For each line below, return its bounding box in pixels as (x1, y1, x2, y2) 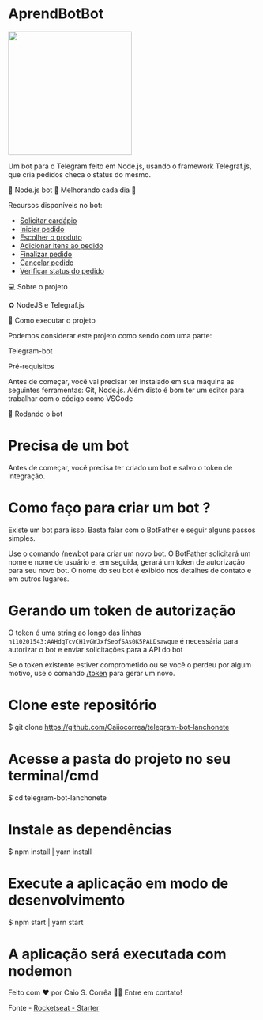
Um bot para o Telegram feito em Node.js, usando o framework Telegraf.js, (8, 161, 252, 171)
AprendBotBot (8, 5, 104, 23)
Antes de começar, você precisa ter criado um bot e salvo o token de (8, 463, 233, 472)
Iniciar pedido (19, 224, 65, 233)
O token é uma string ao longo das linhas (8, 628, 141, 637)
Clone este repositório (8, 696, 157, 714)
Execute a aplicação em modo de (8, 875, 229, 892)
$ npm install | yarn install (8, 847, 92, 856)
